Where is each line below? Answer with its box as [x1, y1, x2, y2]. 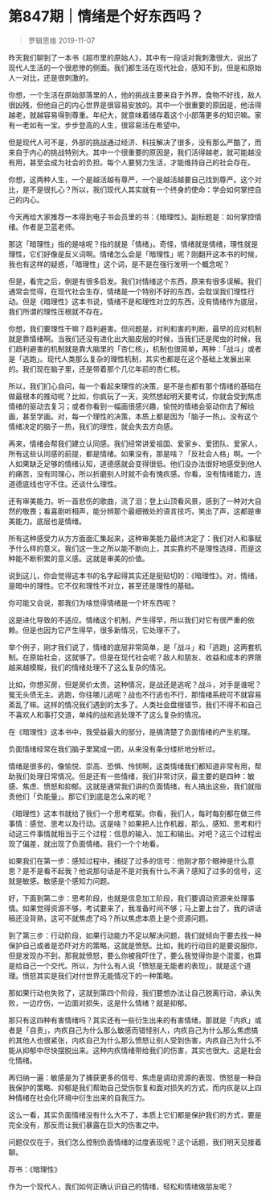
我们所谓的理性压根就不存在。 [8, 306, 107, 316]
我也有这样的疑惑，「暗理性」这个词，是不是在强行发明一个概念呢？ [8, 259, 231, 269]
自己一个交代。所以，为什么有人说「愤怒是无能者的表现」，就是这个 [22, 960, 244, 970]
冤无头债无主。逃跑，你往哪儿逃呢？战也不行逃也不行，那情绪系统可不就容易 [8, 689, 262, 699]
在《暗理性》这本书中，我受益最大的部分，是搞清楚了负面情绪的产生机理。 [8, 726, 255, 736]
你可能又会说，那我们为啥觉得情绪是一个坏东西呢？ [8, 597, 178, 607]
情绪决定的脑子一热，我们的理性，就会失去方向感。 [8, 421, 178, 431]
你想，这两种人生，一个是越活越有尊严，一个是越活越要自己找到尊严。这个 [8, 174, 255, 184]
